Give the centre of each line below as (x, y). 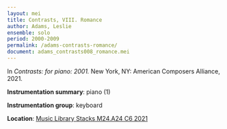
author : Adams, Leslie (39, 26)
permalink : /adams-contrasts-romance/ (62, 45)
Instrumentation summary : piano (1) (59, 92)
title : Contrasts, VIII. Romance (55, 20)
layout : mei (24, 13)
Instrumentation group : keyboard (55, 105)
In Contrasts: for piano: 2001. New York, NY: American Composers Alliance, (114, 71)
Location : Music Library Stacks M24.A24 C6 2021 (78, 118)
